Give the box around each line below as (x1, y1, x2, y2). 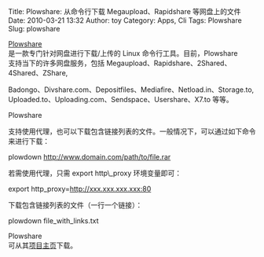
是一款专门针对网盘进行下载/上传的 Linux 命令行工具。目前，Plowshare (8, 49, 238, 57)
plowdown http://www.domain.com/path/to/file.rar (8, 152, 171, 161)
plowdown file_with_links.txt (8, 216, 99, 226)
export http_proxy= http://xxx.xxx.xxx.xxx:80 (8, 184, 152, 193)
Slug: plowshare (8, 24, 60, 33)
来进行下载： (8, 137, 49, 145)
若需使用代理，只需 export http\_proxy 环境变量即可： (8, 168, 182, 178)
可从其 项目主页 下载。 (8, 240, 77, 250)
